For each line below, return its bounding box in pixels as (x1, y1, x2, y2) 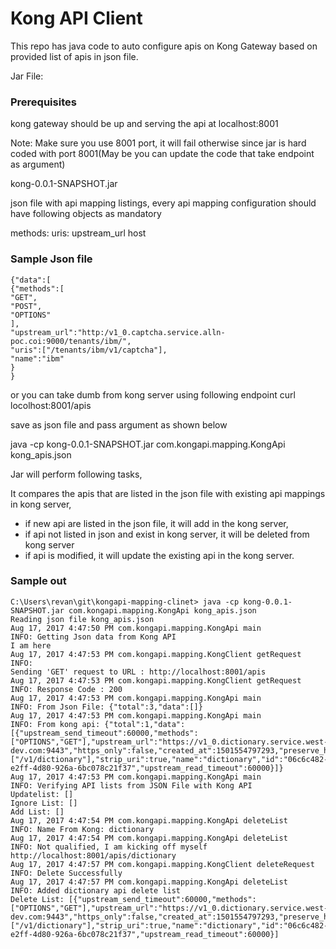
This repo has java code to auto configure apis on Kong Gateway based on (10, 40, 318, 52)
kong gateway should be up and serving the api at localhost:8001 (10, 118, 279, 130)
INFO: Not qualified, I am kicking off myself (10, 842, 208, 852)
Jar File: (10, 70, 44, 82)
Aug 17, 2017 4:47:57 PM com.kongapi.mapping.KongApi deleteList (10, 877, 288, 887)
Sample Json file (10, 252, 93, 266)
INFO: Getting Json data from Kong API (10, 632, 177, 642)
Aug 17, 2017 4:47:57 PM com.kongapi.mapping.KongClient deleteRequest (10, 859, 315, 869)
